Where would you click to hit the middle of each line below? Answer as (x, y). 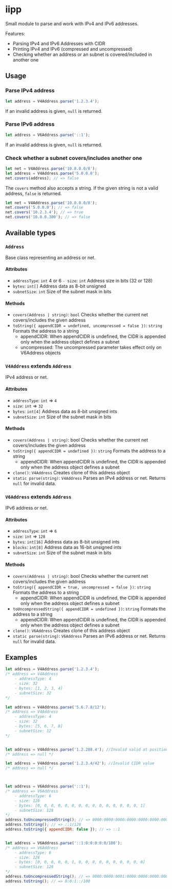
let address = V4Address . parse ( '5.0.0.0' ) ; (52, 173)
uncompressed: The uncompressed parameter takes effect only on (91, 348)
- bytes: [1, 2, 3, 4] (39, 688)
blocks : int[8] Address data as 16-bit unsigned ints (67, 548)
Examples (21, 657)
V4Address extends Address (38, 366)
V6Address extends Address (38, 497)
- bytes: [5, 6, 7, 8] (39, 726)
